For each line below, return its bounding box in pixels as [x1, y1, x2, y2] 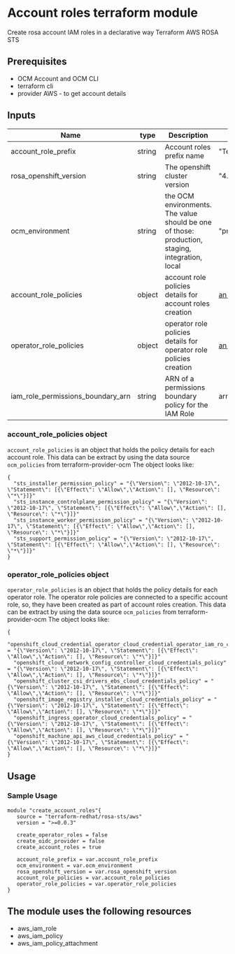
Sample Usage [7, 791, 58, 801]
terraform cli [17, 82, 54, 90]
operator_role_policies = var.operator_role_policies [16, 880, 177, 888]
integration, [164, 252, 203, 262]
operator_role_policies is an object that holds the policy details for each [7, 585, 218, 594]
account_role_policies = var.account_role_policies [16, 874, 171, 881]
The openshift [164, 162, 211, 172]
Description [168, 130, 208, 140]
